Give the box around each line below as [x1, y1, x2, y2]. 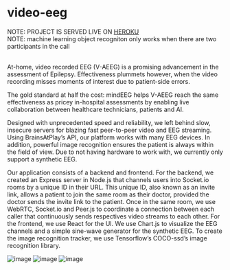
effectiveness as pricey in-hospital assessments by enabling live [7, 98, 189, 106]
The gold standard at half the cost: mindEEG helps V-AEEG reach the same [7, 91, 219, 99]
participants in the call [7, 42, 70, 50]
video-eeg [7, 5, 68, 21]
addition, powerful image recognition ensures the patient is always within [7, 140, 214, 148]
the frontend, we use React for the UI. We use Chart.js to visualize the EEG [7, 219, 218, 227]
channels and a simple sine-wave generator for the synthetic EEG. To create [7, 227, 223, 235]
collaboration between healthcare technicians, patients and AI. [7, 105, 184, 113]
